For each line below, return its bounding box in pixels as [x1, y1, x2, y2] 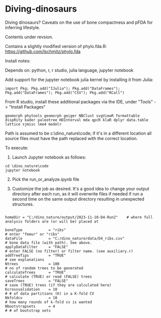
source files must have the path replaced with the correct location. [5, 135, 138, 141]
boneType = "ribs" [5, 227, 66, 232]
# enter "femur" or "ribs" [5, 232, 60, 237]
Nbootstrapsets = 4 [5, 304, 55, 309]
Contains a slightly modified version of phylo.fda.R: [5, 43, 107, 49]
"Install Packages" [9, 104, 46, 110]
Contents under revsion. [5, 34, 53, 40]
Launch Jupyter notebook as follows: [12, 154, 86, 160]
